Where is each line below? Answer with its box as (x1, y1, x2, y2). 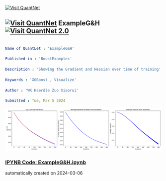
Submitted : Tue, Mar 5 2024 (5, 98, 66, 103)
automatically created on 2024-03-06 (5, 170, 83, 176)
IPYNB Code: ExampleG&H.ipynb (5, 159, 86, 166)
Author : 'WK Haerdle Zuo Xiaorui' (5, 88, 79, 93)
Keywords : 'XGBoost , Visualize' (5, 77, 77, 82)
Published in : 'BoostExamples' (5, 56, 72, 62)
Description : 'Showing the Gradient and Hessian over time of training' (5, 67, 162, 72)
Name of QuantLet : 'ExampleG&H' (5, 46, 75, 51)
